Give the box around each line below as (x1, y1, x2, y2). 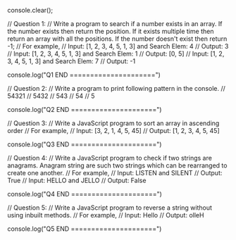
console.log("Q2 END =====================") (7, 106, 162, 113)
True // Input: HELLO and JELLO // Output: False (7, 176, 147, 184)
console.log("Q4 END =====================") (7, 190, 162, 198)
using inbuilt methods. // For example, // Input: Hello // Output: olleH (7, 211, 204, 219)
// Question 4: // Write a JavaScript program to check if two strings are (7, 154, 213, 162)
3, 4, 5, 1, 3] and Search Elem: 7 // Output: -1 (7, 57, 136, 65)
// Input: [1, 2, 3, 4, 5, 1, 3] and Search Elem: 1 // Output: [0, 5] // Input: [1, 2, (7, 49, 225, 58)
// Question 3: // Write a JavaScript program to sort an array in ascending (7, 119, 220, 127)
